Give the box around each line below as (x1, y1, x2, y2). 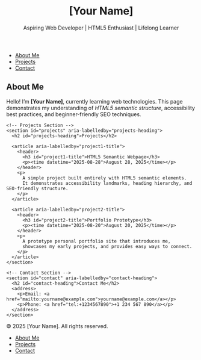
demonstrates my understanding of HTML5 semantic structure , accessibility (6, 104, 196, 111)
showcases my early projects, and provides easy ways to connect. (22, 243, 193, 249)
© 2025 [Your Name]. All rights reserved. (6, 322, 108, 329)
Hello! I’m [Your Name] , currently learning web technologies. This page (6, 98, 183, 105)
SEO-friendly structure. (6, 185, 69, 191)
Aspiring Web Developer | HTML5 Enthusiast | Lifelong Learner (23, 24, 179, 31)
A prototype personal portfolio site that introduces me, (22, 238, 171, 244)
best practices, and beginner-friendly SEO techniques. (6, 110, 141, 118)
